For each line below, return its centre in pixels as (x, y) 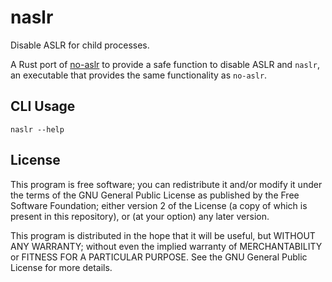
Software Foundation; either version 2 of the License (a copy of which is (159, 205)
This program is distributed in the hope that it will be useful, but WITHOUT (163, 235)
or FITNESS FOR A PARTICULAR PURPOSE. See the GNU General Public (159, 257)
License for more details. (61, 267)
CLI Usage (43, 106)
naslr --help (37, 129)
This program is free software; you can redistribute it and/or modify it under (166, 184)
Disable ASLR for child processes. (80, 45)
